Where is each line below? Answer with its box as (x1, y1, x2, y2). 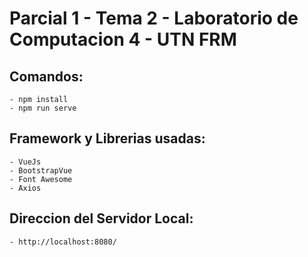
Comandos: (9, 68, 84, 85)
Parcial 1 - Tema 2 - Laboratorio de (9, 7, 299, 30)
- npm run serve (9, 103, 77, 113)
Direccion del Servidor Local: (9, 210, 194, 227)
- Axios (9, 183, 42, 193)
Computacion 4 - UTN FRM (9, 28, 237, 51)
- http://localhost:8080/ (9, 237, 117, 247)
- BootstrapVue (9, 165, 73, 176)
